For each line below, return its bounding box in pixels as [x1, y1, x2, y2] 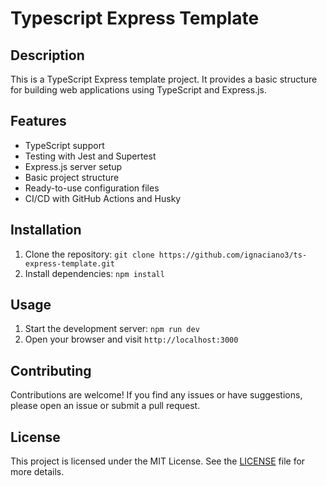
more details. [10, 466, 65, 478]
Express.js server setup [24, 160, 123, 172]
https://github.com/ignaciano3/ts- [158, 250, 308, 260]
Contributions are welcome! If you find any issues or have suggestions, [10, 389, 303, 401]
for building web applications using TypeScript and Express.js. [10, 84, 267, 96]
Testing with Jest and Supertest [24, 150, 157, 162]
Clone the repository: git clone [24, 248, 155, 260]
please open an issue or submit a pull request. [10, 400, 201, 412]
